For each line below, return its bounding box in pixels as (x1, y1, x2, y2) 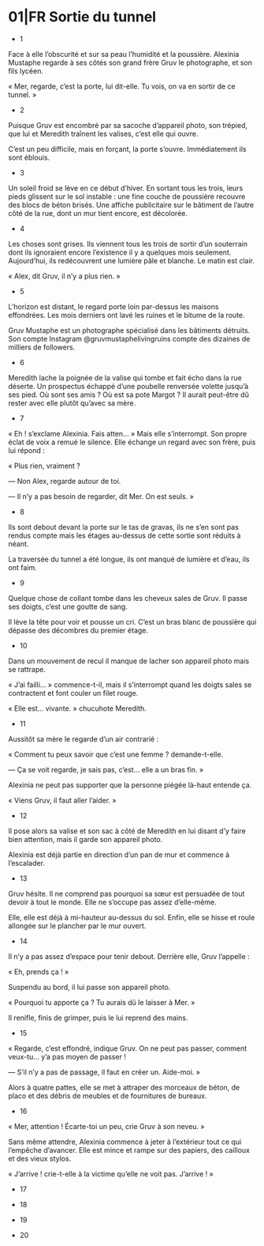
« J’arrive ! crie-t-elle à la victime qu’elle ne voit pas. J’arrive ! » (8, 1169, 214, 1178)
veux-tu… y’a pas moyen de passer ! (8, 1052, 126, 1061)
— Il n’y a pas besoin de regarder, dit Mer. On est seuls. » (8, 491, 195, 501)
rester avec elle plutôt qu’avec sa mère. (8, 398, 136, 407)
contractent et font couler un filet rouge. (8, 688, 139, 697)
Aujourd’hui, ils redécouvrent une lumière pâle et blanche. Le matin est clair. (8, 255, 255, 265)
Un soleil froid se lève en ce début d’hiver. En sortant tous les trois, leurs (8, 183, 244, 193)
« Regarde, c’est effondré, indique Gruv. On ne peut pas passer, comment (8, 1044, 247, 1053)
